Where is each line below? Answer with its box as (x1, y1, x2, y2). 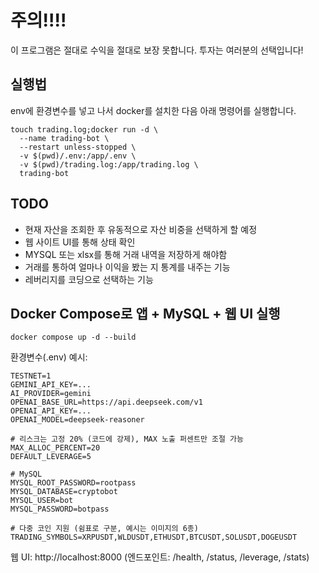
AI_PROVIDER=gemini (10, 389, 92, 399)
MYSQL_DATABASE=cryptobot (10, 487, 118, 497)
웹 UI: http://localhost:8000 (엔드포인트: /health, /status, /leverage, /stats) (10, 551, 310, 563)
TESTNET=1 (10, 371, 52, 381)
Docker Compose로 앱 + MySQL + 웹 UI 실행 (10, 305, 281, 322)
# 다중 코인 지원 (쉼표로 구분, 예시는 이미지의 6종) (10, 524, 199, 534)
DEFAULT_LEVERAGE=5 (10, 452, 92, 462)
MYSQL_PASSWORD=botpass (10, 504, 110, 515)
